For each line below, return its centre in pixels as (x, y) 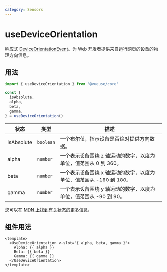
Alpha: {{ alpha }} (34, 247)
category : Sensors (24, 10)
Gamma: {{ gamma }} (34, 256)
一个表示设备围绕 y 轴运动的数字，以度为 (107, 189)
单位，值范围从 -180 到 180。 (96, 180)
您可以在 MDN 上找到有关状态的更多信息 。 (49, 210)
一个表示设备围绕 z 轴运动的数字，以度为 (107, 156)
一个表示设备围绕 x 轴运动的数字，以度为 (107, 172)
